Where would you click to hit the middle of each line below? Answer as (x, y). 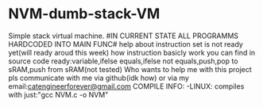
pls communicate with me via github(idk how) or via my (99, 78)
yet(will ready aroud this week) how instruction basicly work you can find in (132, 52)
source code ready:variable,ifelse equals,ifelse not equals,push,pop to (123, 61)
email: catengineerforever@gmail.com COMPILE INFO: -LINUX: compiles (126, 86)
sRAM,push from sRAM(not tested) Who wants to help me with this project (130, 69)
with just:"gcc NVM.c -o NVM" (58, 94)
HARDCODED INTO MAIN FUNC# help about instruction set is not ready (126, 44)
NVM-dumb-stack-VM (84, 14)
